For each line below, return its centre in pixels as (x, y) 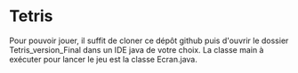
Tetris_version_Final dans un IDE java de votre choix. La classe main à (137, 49)
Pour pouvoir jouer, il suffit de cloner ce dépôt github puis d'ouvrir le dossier (149, 40)
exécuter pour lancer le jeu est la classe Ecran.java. (104, 59)
